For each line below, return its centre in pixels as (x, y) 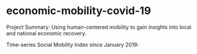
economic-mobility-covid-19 (79, 11)
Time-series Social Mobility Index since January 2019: (73, 45)
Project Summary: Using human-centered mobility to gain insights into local (99, 27)
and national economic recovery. (46, 33)
